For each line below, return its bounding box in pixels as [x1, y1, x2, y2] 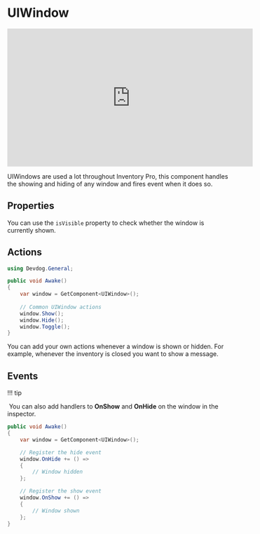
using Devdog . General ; [7, 265, 74, 272]
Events [7, 370, 39, 382]
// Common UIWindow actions [20, 303, 102, 310]
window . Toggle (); [20, 323, 71, 330]
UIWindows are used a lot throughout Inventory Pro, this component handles [7, 172, 228, 180]
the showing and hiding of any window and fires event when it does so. [7, 179, 213, 188]
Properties [7, 200, 55, 212]
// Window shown [32, 507, 80, 514]
